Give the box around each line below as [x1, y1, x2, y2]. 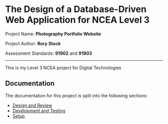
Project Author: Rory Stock [5, 40, 61, 46]
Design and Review [12, 102, 52, 108]
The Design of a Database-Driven [5, 4, 146, 15]
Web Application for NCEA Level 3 [5, 14, 150, 26]
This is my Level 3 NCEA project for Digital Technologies [5, 64, 121, 71]
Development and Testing [12, 107, 66, 113]
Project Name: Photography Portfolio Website [5, 31, 101, 37]
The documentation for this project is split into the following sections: [5, 92, 148, 98]
